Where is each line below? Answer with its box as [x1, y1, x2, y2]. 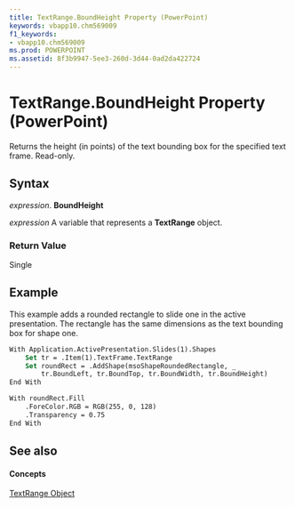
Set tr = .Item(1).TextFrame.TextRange [25, 353, 173, 362]
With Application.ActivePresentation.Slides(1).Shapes [9, 344, 217, 354]
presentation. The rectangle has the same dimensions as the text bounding [9, 318, 283, 329]
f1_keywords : [9, 29, 58, 38]
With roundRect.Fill [9, 394, 86, 403]
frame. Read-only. [9, 150, 76, 161]
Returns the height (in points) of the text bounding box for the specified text [9, 141, 286, 151]
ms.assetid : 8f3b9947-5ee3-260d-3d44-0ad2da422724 [9, 54, 201, 63]
